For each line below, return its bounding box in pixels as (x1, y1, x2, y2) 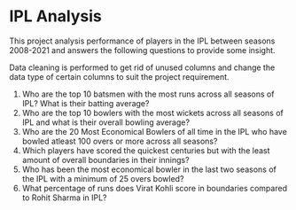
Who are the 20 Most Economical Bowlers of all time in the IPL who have (21, 126, 288, 136)
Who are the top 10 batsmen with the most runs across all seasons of (21, 89, 275, 99)
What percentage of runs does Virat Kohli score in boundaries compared (21, 183, 288, 193)
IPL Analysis (9, 6, 102, 27)
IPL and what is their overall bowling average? (21, 117, 191, 128)
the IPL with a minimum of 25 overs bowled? (21, 173, 184, 183)
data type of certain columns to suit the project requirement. (9, 71, 230, 82)
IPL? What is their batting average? (21, 97, 150, 108)
